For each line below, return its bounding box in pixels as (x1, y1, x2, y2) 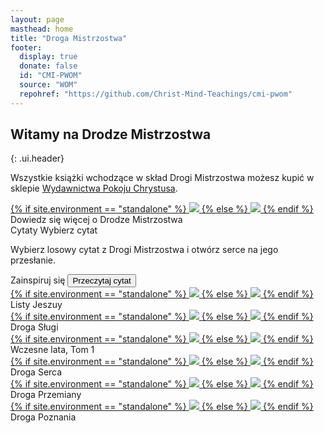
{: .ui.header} (10, 152, 65, 165)
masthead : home (10, 24, 74, 34)
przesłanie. (10, 254, 57, 266)
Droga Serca (10, 366, 63, 378)
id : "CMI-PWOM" (19, 71, 83, 81)
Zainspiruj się (10, 274, 66, 286)
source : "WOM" (19, 80, 78, 90)
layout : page (10, 14, 65, 25)
